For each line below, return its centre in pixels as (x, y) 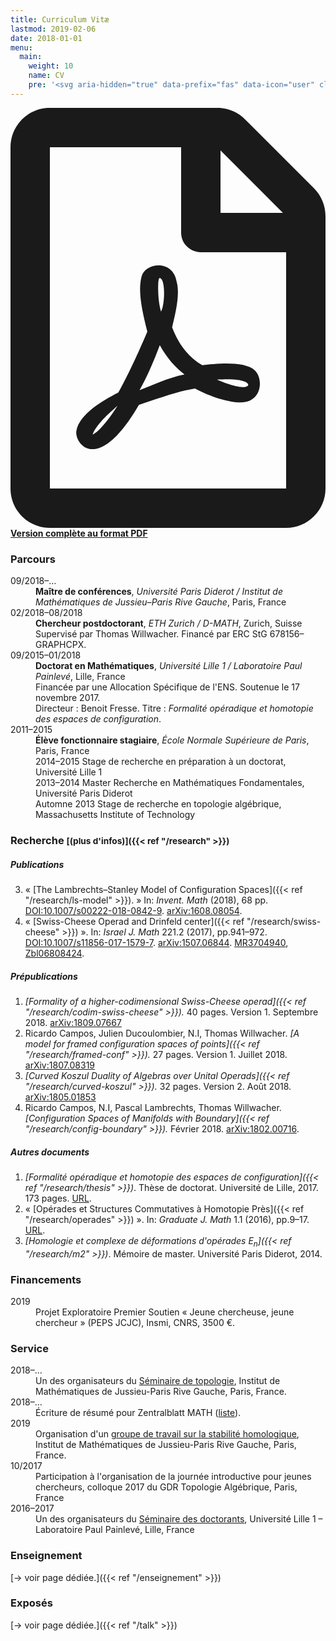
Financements (46, 1279)
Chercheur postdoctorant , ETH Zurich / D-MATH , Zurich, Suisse (169, 623)
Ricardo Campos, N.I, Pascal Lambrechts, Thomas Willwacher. (153, 1107)
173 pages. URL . (58, 1198)
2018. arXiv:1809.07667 (73, 1022)
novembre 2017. (68, 698)
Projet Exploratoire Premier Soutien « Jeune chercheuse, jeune (165, 1312)
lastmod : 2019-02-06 (53, 29)
